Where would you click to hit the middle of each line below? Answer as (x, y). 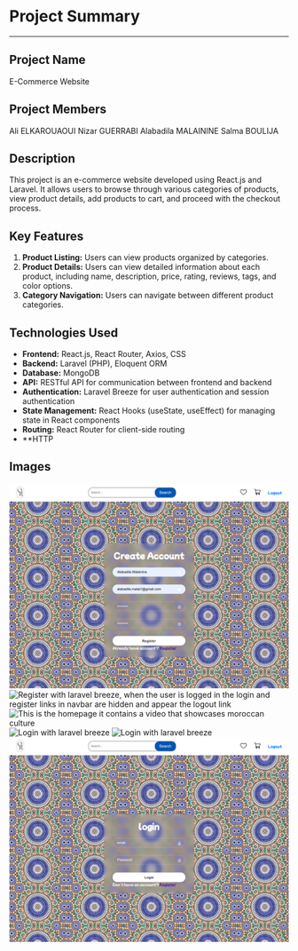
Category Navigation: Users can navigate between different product (148, 296)
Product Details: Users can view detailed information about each (141, 267)
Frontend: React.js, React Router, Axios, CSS (104, 354)
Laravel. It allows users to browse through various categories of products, (144, 189)
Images (30, 467)
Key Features (47, 236)
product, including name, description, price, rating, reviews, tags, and (149, 276)
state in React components (71, 420)
